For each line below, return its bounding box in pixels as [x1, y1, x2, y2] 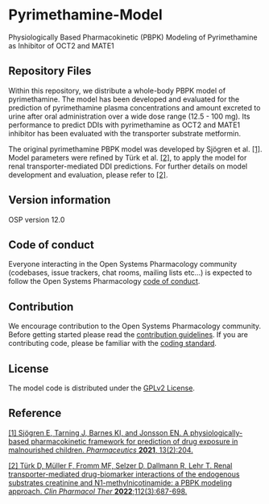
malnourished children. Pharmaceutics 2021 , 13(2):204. [8, 445, 193, 455]
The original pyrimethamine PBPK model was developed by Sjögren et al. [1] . [8, 144, 263, 154]
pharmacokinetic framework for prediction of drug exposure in [31, 436, 238, 446]
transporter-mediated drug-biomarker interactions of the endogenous [8, 469, 240, 479]
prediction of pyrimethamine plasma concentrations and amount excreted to [8, 102, 261, 112]
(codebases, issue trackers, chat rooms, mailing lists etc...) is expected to [8, 268, 252, 277]
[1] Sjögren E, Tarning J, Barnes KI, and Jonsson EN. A [8, 427, 188, 437]
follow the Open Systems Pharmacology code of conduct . [8, 277, 201, 286]
